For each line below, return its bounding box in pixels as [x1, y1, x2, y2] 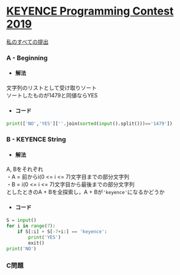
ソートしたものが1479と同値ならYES [6, 92, 99, 99]
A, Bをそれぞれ [6, 165, 44, 173]
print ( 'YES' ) [28, 234, 61, 241]
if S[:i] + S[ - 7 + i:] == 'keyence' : [17, 229, 108, 235]
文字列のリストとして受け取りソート [6, 84, 97, 92]
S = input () [6, 217, 36, 223]
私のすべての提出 [6, 38, 49, 45]
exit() [28, 240, 45, 246]
